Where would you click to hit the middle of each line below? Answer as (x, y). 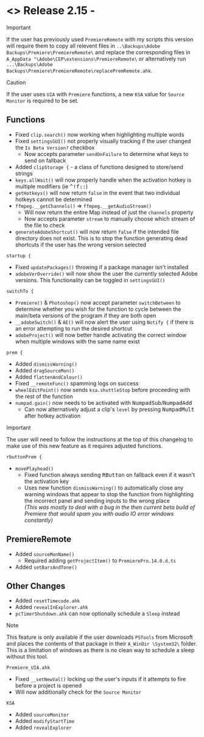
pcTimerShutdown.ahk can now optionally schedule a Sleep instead (97, 614)
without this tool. (27, 657)
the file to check (44, 225)
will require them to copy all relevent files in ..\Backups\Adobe (83, 46)
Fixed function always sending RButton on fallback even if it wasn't (110, 475)
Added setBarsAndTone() (46, 567)
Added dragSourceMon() (45, 370)
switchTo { (20, 291)
